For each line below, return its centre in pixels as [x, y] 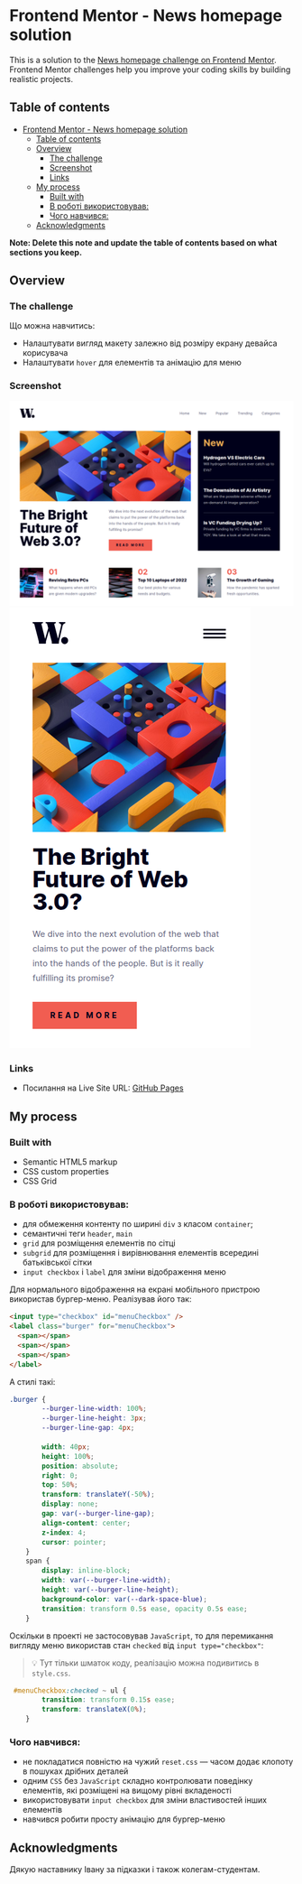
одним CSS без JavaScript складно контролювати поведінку [137, 1781]
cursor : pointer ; [74, 1542]
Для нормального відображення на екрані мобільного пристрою [135, 1290]
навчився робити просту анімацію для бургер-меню [124, 1819]
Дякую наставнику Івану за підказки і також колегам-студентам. [135, 1870]
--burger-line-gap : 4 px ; [88, 1428]
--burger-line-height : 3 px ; [94, 1418]
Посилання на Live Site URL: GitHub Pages [103, 1088]
